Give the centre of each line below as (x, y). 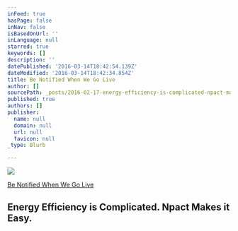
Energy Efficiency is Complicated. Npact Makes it (119, 207)
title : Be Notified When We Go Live (61, 79)
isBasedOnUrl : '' (33, 34)
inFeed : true (27, 14)
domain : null (33, 125)
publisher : (23, 112)
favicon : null (34, 138)
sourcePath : (25, 93)
